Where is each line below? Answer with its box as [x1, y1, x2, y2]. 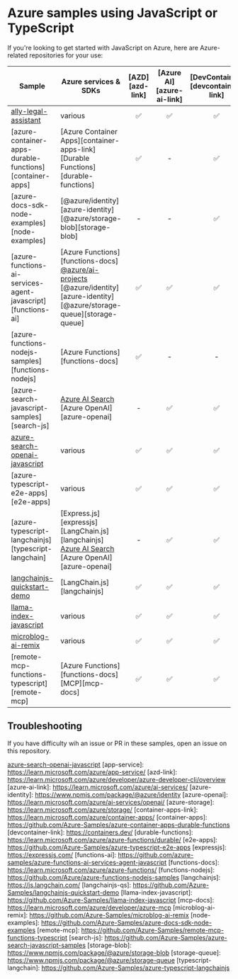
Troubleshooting [7, 720, 83, 732]
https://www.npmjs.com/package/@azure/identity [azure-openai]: [35, 790, 228, 798]
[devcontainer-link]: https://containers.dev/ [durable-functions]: [7, 827, 193, 837]
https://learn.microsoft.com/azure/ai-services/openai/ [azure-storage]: [7, 798, 215, 806]
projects [59, 273, 88, 283]
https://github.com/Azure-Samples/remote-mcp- [81, 926, 225, 934]
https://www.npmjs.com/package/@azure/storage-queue [7, 956, 176, 964]
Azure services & [61, 77, 121, 86]
